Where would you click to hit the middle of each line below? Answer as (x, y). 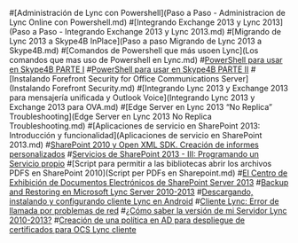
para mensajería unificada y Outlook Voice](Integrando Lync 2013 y (132, 98)
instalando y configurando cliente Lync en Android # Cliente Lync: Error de (144, 201)
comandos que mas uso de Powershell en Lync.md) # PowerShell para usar (146, 60)
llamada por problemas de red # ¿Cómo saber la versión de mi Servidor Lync (148, 211)
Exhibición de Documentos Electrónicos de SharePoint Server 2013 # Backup (149, 182)
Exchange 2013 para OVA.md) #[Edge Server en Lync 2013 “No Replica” (141, 107)
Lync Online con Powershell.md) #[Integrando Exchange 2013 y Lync (135, 22)
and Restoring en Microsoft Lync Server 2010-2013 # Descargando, (131, 192)
